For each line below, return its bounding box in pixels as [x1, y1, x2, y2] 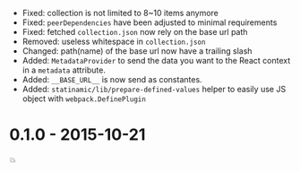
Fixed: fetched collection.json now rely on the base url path [21, 27, 248, 37]
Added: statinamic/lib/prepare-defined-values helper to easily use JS [21, 84, 287, 94]
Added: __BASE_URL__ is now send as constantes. [21, 74, 203, 84]
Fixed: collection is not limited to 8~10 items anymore [21, 8, 219, 18]
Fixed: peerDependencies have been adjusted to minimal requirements [21, 17, 278, 28]
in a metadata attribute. [21, 64, 106, 75]
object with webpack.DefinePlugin [21, 93, 146, 104]
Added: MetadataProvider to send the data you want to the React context [21, 56, 291, 65]
